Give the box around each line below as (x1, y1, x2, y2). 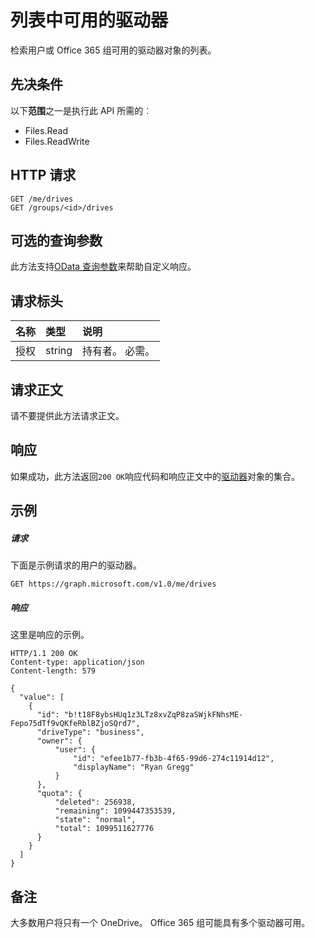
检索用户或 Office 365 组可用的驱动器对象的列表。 (10, 44, 217, 56)
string (45, 344, 73, 358)
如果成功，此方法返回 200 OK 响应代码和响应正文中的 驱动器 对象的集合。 (10, 470, 300, 482)
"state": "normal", (54, 815, 137, 825)
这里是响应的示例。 (10, 629, 90, 641)
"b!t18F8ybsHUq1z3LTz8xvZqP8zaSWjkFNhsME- (63, 710, 244, 720)
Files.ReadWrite (24, 135, 90, 147)
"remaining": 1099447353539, (54, 806, 177, 816)
